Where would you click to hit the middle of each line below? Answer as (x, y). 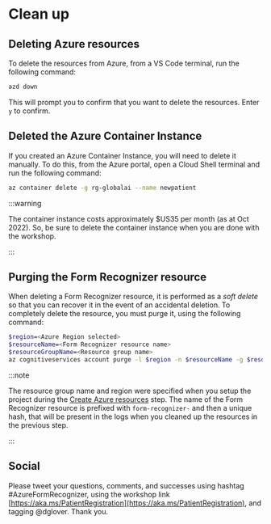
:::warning (25, 203)
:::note (19, 375)
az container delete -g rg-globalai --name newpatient (102, 188)
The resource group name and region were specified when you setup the (130, 391)
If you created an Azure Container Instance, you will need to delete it (122, 155)
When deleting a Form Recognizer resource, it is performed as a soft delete (133, 297)
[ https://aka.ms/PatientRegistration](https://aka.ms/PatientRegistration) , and (135, 503)
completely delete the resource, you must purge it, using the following (125, 314)
